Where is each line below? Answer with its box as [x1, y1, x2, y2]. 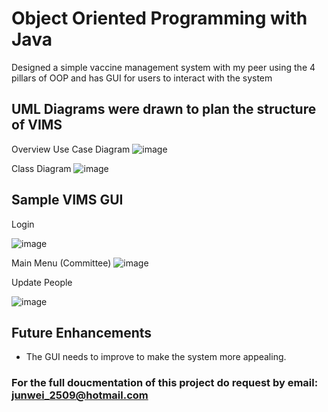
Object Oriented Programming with [11, 7, 308, 30]
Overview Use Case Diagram [11, 143, 131, 155]
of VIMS [11, 117, 63, 134]
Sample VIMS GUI [11, 192, 124, 209]
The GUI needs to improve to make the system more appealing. [25, 351, 287, 363]
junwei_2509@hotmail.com [11, 388, 149, 402]
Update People [11, 276, 73, 288]
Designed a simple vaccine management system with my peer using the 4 [11, 61, 316, 73]
